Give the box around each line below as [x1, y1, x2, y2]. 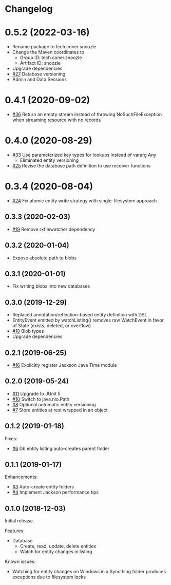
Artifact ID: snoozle [20, 60, 61, 66]
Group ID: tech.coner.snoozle [20, 54, 82, 61]
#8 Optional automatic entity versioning [12, 401, 96, 407]
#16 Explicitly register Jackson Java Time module [12, 362, 117, 368]
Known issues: [5, 558, 36, 565]
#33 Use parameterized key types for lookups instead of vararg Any [12, 152, 157, 158]
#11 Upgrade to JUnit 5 [12, 390, 61, 397]
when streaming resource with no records [12, 117, 101, 123]
